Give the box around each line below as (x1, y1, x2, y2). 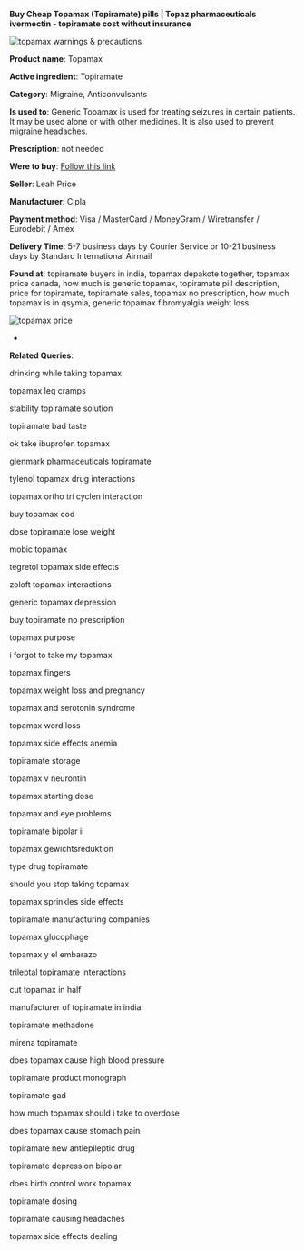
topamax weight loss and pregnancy (9, 685, 145, 696)
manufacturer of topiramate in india (9, 1002, 142, 1013)
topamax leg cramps (9, 385, 86, 395)
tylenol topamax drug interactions (9, 474, 136, 484)
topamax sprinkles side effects (9, 896, 124, 906)
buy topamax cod (9, 509, 75, 519)
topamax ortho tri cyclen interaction (9, 491, 143, 502)
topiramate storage (9, 756, 81, 766)
